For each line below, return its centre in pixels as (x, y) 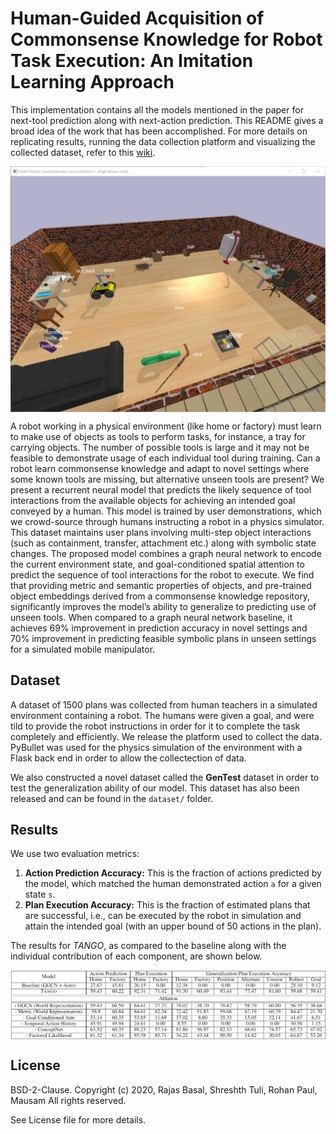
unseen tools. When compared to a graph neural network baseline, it (151, 617)
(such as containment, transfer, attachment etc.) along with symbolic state (163, 543)
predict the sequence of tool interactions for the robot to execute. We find (162, 574)
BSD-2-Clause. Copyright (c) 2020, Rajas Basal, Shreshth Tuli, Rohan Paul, (164, 1089)
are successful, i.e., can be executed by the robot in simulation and (163, 916)
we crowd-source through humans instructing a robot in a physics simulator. (167, 521)
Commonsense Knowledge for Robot (166, 39)
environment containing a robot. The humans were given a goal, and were (162, 715)
